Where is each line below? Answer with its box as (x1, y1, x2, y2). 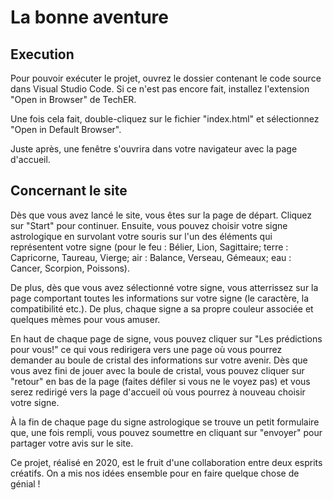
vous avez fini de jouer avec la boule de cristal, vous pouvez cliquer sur (10, 364, 305, 376)
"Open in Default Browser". (10, 124, 122, 135)
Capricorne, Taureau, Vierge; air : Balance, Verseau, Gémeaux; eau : (10, 251, 292, 263)
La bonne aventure (10, 6, 169, 29)
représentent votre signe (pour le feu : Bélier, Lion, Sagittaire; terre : (10, 241, 289, 253)
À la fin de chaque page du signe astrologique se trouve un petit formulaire (10, 416, 320, 428)
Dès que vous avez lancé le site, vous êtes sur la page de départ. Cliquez (10, 209, 313, 221)
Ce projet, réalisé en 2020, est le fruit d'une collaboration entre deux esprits (10, 456, 323, 468)
